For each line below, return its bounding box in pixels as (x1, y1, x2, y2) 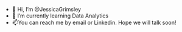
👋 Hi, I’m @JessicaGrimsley (12, 6, 81, 13)
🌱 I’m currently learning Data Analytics (12, 12, 108, 19)
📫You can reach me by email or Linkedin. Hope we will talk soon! (12, 19, 177, 26)
